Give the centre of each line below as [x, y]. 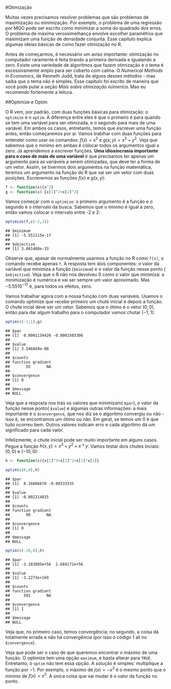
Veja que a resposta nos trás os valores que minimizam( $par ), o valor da [82, 403]
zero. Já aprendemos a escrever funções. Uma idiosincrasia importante [82, 150]
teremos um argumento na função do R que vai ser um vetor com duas [80, 172]
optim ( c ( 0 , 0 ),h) [22, 470]
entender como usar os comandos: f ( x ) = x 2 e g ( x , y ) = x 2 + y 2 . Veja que [82, 139]
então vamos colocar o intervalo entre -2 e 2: [53, 212]
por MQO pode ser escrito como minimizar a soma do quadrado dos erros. [84, 28]
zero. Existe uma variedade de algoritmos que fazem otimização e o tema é [84, 65]
